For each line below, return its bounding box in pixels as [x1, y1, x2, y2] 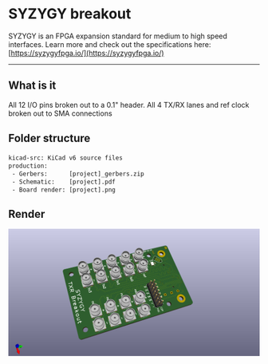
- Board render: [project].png [11, 185, 116, 194]
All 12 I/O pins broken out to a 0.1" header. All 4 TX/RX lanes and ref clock [8, 100, 250, 109]
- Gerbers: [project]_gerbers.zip [11, 169, 145, 178]
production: [8, 161, 48, 170]
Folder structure [8, 132, 91, 145]
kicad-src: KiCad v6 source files [8, 153, 124, 162]
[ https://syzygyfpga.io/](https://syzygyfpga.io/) [8, 48, 165, 57]
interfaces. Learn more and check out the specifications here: [8, 39, 211, 49]
